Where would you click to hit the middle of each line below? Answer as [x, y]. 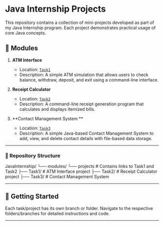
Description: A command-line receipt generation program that [82, 104]
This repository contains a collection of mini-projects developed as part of [80, 22]
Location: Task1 [35, 69]
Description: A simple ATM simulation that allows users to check [84, 75]
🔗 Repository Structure [33, 156]
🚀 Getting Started [32, 196]
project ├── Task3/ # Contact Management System [57, 177]
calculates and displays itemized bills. [57, 109]
